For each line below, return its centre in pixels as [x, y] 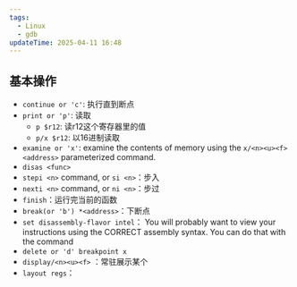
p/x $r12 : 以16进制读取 [78, 138]
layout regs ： [48, 273]
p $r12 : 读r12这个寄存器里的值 [91, 127]
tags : [19, 17]
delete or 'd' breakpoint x [74, 252]
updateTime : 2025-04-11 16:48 [66, 42]
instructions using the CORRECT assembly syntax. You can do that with [154, 232]
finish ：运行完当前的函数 [70, 200]
